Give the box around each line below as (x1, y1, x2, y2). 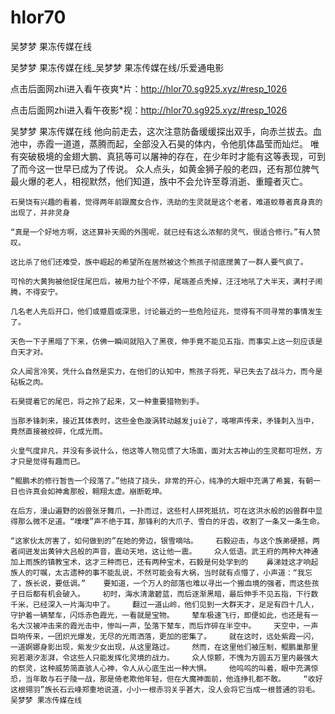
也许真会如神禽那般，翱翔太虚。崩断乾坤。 (17, 486, 167, 496)
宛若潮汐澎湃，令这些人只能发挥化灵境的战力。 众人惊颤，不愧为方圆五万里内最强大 (10, 652, 319, 663)
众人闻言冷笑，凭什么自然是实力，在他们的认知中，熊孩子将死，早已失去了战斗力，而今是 (10, 366, 323, 376)
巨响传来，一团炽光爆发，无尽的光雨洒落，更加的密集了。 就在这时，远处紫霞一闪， (10, 631, 319, 641)
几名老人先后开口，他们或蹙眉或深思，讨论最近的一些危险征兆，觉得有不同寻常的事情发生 (10, 306, 323, 316)
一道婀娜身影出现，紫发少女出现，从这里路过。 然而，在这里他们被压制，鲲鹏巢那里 (10, 642, 319, 652)
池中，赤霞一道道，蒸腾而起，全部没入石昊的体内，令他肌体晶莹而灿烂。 (10, 137, 308, 150)
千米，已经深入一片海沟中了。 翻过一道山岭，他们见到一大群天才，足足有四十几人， (10, 599, 319, 610)
